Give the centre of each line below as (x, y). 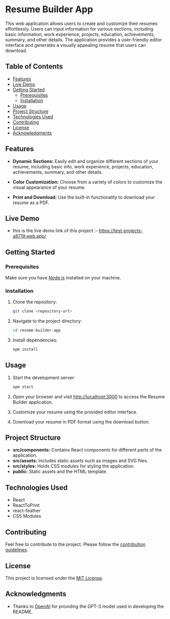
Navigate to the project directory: (47, 321)
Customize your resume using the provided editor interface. (75, 412)
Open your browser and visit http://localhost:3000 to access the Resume (89, 397)
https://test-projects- (121, 231)
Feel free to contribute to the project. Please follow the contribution (75, 544)
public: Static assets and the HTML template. (60, 471)
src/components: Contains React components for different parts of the (87, 450)
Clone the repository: (35, 302)
